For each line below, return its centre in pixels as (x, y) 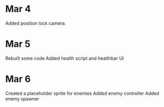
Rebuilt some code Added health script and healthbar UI (65, 58)
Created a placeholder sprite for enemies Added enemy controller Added (83, 93)
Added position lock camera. (36, 23)
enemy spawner (22, 99)
